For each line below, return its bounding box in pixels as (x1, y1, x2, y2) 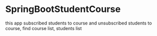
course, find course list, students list (5, 25, 82, 31)
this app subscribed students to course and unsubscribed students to (5, 20, 152, 26)
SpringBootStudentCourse (5, 3, 121, 15)
